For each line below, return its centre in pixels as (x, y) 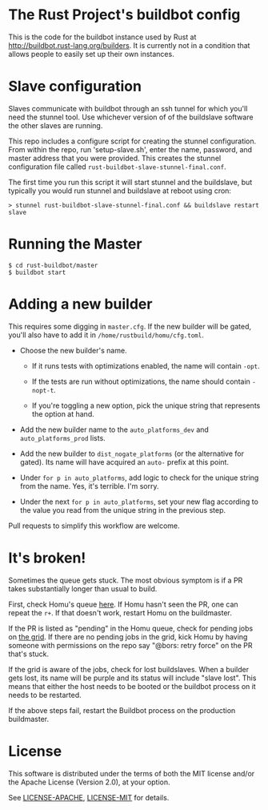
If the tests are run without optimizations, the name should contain (141, 381)
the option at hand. (63, 413)
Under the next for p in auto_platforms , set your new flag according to (139, 502)
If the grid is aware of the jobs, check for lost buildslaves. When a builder (129, 669)
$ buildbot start (37, 272)
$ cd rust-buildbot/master (53, 265)
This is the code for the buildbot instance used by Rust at (102, 37)
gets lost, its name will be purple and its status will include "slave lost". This (132, 678)
